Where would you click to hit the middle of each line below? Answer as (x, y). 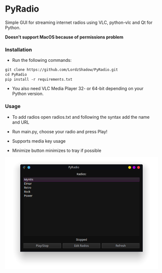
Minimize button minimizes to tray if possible (57, 150)
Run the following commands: (42, 60)
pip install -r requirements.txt (39, 80)
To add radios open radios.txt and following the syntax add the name (81, 117)
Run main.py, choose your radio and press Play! (60, 131)
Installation (19, 50)
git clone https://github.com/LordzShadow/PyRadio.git (62, 70)
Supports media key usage (39, 141)
